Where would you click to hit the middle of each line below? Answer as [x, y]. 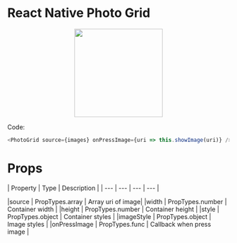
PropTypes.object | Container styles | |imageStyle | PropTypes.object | [109, 216]
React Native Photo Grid [79, 13]
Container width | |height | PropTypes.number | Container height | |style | [114, 209]
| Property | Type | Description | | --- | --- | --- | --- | [83, 188]
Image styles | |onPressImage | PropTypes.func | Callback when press [109, 224]
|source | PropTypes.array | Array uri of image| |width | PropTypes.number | [117, 201]
